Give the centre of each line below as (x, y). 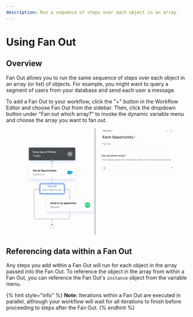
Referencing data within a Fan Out (69, 251)
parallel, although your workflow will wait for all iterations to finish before (94, 302)
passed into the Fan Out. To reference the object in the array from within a (95, 271)
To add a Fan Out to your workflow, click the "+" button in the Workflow (92, 101)
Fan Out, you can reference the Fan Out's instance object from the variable (96, 278)
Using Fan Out (41, 42)
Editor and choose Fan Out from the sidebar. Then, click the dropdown (91, 108)
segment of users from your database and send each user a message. (91, 90)
